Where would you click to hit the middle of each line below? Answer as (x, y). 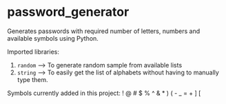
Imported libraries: (33, 52)
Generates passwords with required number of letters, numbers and (104, 31)
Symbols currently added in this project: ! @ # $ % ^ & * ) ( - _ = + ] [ (104, 93)
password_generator (68, 12)
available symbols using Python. (53, 38)
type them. (32, 79)
